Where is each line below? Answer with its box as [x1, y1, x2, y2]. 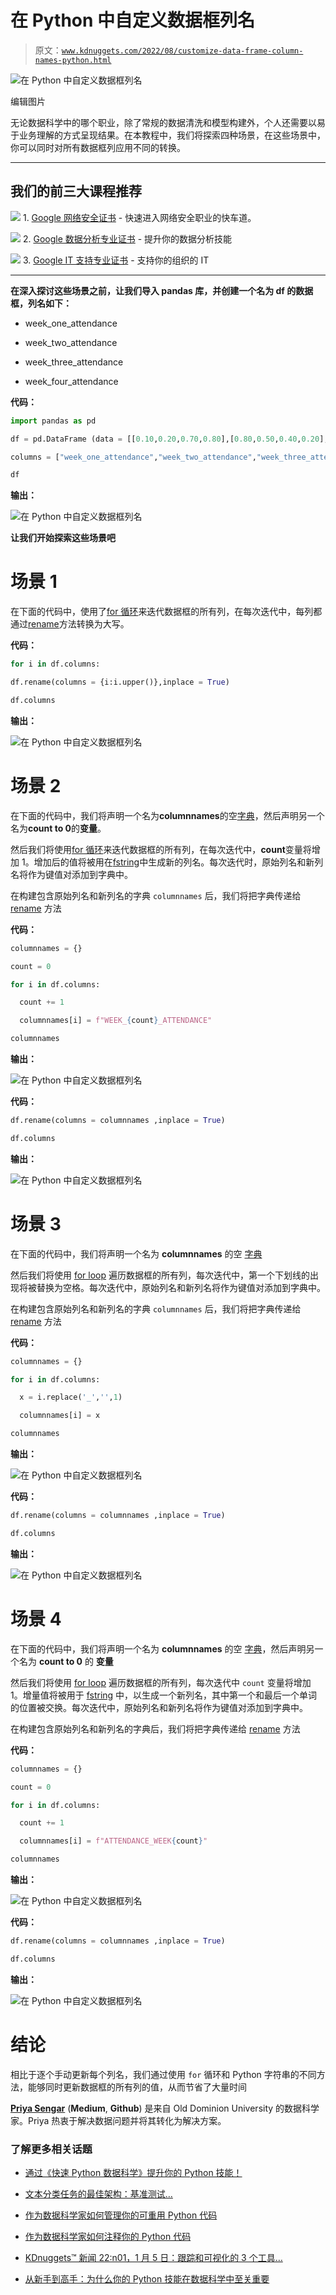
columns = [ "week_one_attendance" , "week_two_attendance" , [10, 452, 257, 462]
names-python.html [34, 55, 112, 65]
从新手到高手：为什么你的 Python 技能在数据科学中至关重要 [24, 2272, 270, 2285]
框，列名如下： [10, 297, 72, 309]
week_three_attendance [24, 356, 124, 368]
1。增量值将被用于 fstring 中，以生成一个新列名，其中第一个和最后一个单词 [10, 1689, 318, 1701]
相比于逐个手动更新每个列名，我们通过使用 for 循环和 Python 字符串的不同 [10, 2068, 317, 2080]
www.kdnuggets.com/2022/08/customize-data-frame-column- [61, 46, 304, 56]
